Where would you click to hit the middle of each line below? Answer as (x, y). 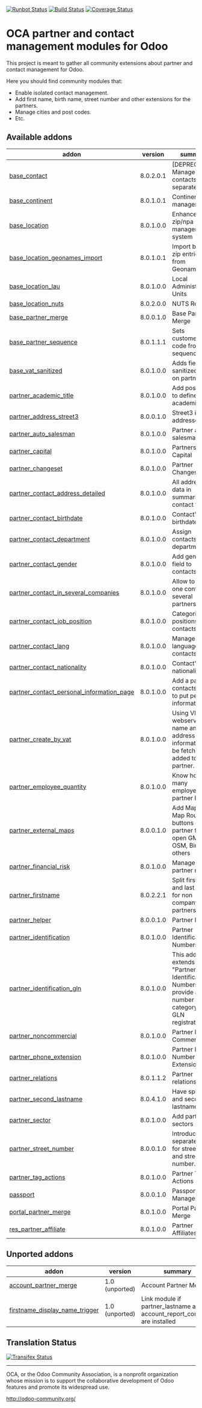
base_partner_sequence (44, 342)
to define (185, 395)
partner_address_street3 (44, 417)
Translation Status (41, 1342)
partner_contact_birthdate (46, 518)
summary (177, 1271)
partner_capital (31, 451)
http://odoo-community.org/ (41, 1399)
